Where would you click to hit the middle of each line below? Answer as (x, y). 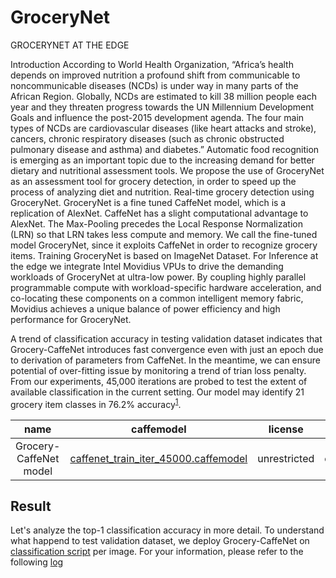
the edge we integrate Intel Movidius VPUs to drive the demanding (147, 266)
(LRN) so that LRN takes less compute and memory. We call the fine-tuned (164, 234)
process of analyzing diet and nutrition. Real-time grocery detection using (162, 192)
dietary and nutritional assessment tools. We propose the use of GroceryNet (167, 170)
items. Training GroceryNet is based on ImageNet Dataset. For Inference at (164, 255)
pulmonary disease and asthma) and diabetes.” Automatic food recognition (165, 149)
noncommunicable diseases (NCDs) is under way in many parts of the (154, 85)
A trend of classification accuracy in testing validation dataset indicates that (166, 338)
